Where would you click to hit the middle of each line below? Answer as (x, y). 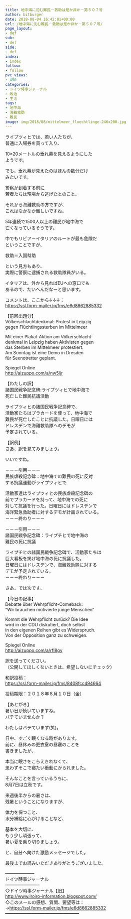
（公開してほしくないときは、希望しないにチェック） (60, 667)
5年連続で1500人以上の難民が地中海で (44, 221)
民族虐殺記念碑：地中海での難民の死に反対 (49, 476)
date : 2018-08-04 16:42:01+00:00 (40, 19)
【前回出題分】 (20, 316)
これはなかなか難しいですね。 (36, 211)
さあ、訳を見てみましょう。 (34, 448)
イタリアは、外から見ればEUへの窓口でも (47, 283)
